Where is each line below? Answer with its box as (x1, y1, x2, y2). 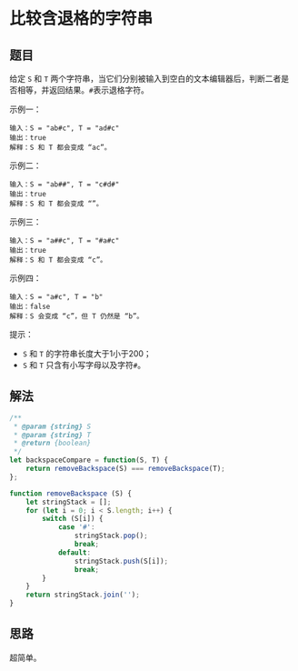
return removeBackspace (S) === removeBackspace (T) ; (25, 465, 225, 474)
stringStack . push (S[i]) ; (74, 556, 169, 566)
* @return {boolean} (13, 438, 92, 448)
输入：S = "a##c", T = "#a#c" (9, 236, 120, 245)
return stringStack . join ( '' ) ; (25, 590, 141, 600)
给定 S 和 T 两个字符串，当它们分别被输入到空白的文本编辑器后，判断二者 (9, 74, 282, 84)
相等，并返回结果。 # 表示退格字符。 (16, 85, 150, 95)
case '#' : (57, 523, 95, 532)
